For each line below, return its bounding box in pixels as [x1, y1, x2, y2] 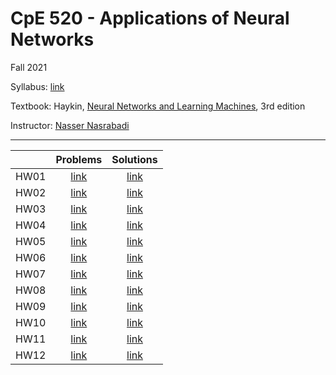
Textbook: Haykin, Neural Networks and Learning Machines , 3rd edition [10, 100, 306, 112]
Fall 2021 [10, 61, 48, 73]
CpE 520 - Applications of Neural [10, 7, 290, 30]
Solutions [111, 152, 158, 166]
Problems [55, 152, 103, 166]
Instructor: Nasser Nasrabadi [10, 119, 130, 131]
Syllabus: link [10, 80, 65, 92]
